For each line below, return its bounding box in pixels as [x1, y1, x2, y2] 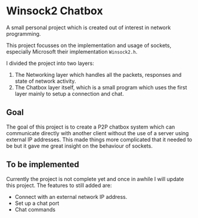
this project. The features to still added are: [6, 182, 112, 189]
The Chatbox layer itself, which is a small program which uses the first [14, 83, 187, 91]
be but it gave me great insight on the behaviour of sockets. [6, 142, 153, 150]
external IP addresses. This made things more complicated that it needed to [6, 136, 193, 143]
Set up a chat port [14, 200, 60, 207]
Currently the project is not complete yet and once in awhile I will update [6, 175, 184, 182]
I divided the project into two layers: [6, 60, 94, 67]
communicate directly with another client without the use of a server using [6, 129, 189, 136]
